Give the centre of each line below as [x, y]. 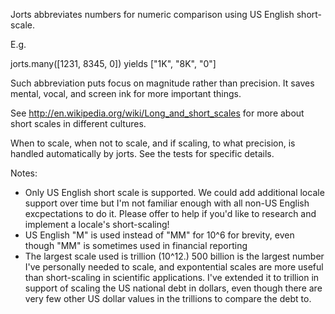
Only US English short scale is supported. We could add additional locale [174, 192]
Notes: [24, 173]
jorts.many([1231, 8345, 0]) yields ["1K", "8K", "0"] [113, 63]
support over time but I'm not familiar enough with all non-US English [167, 203]
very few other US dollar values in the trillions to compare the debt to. [168, 298]
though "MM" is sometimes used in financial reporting [136, 245]
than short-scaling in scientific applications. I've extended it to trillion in [172, 277]
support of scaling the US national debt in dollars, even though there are [173, 288]
